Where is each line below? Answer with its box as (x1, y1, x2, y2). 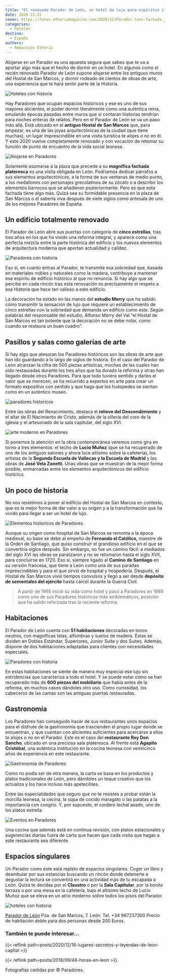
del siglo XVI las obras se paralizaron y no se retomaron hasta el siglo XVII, (5, 551, 161, 558)
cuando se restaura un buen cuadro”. (5, 323, 82, 329)
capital (5, 947, 19, 953)
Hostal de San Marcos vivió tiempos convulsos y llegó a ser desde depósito (5, 573, 164, 579)
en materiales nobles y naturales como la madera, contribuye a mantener (5, 270, 158, 276)
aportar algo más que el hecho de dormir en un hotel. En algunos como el (5, 64, 158, 71)
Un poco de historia (5, 486, 68, 495)
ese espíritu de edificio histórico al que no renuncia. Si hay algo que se (5, 275, 153, 282)
